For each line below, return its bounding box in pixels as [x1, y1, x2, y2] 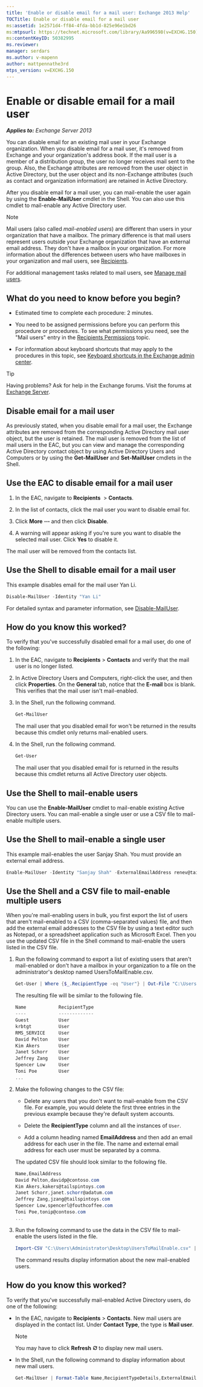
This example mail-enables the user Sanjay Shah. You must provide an [6, 851, 182, 858]
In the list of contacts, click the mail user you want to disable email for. [14, 506, 190, 513]
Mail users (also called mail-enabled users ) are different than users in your [6, 225, 192, 232]
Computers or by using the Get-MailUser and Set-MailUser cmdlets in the [6, 454, 192, 461]
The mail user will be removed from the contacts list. [6, 547, 137, 555]
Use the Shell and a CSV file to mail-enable [6, 886, 170, 897]
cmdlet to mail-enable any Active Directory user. [6, 202, 127, 209]
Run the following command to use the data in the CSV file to [14, 1226, 167, 1233]
